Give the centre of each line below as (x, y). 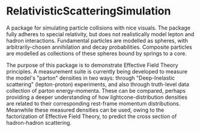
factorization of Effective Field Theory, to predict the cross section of (92, 116)
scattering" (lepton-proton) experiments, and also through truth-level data (98, 84)
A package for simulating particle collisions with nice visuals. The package (98, 28)
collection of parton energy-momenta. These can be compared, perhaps (96, 90)
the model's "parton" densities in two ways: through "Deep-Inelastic (91, 78)
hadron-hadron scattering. (39, 122)
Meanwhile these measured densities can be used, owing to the (85, 110)
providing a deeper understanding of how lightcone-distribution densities (97, 97)
